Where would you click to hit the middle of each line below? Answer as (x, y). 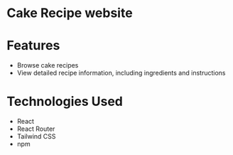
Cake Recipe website (70, 13)
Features (33, 46)
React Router (36, 129)
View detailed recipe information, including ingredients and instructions (121, 73)
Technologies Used (65, 102)
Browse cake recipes (48, 65)
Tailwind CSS (36, 137)
